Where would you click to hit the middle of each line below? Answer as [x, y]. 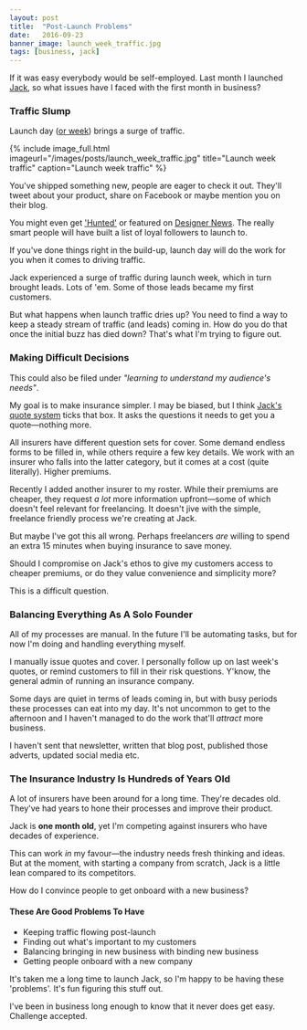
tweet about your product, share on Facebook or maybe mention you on [145, 195]
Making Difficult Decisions [69, 358]
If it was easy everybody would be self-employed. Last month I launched [146, 78]
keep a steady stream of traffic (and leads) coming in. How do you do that [148, 324]
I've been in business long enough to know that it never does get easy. [143, 1006]
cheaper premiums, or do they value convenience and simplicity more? [143, 573]
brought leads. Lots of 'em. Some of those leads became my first [132, 288]
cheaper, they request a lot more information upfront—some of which [140, 499]
